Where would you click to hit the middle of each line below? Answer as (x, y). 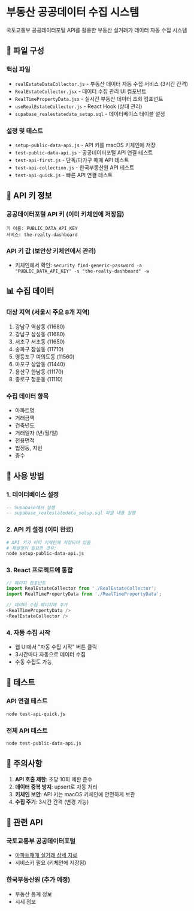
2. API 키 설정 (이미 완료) (40, 530)
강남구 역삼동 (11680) (40, 326)
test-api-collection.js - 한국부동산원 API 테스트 (75, 167)
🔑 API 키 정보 (29, 196)
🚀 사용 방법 (25, 476)
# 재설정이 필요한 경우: (31, 548)
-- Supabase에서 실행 (31, 507)
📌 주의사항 (25, 764)
